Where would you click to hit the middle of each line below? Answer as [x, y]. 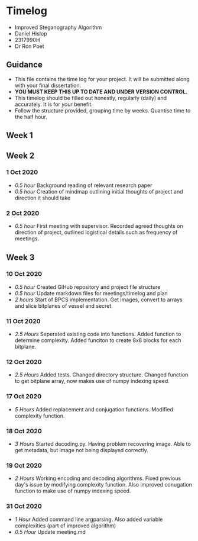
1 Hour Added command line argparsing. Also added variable [89, 519]
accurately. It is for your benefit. [53, 104]
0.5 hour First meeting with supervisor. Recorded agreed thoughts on [99, 226]
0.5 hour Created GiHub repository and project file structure [87, 287]
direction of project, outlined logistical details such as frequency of [96, 233]
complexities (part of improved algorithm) [65, 526]
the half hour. [31, 117]
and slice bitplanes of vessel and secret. [64, 305]
